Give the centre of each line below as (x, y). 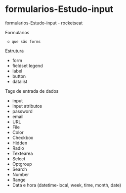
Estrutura (14, 51)
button (19, 76)
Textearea (22, 153)
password (22, 111)
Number (21, 174)
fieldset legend (27, 65)
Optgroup (22, 164)
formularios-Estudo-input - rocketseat (44, 23)
